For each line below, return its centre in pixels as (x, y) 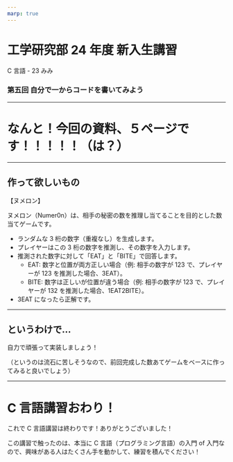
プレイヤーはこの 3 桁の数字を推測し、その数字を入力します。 (105, 247)
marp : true (23, 14)
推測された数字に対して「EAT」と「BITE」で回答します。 (99, 256)
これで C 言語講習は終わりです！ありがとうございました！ (90, 428)
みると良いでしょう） (43, 371)
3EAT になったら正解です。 (56, 299)
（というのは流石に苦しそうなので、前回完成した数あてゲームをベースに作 (113, 362)
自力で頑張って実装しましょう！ (53, 348)
